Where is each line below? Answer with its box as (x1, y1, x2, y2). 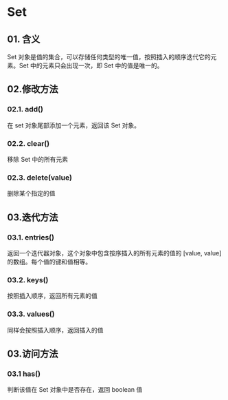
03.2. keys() (7, 275, 49, 284)
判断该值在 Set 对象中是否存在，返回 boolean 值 (7, 386, 143, 394)
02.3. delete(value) (7, 173, 72, 182)
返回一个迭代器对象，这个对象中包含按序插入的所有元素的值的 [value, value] (7, 249, 222, 257)
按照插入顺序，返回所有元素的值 (7, 292, 98, 300)
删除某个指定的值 (7, 189, 56, 198)
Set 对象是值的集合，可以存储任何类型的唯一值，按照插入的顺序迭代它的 (7, 53, 211, 61)
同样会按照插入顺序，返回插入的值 (7, 326, 104, 334)
